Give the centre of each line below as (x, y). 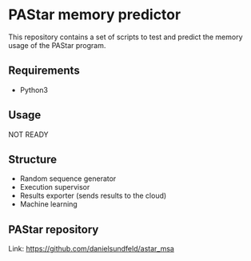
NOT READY (29, 135)
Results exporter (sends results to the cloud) (93, 196)
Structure (33, 159)
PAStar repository (54, 229)
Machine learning (48, 204)
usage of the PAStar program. (57, 45)
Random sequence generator (68, 179)
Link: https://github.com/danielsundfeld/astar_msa (91, 249)
